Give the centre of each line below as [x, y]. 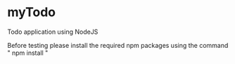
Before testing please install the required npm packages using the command [118, 45]
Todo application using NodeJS [53, 32]
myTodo [32, 12]
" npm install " [28, 53]
